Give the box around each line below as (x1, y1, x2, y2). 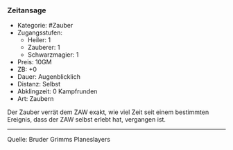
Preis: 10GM (17, 58, 52, 66)
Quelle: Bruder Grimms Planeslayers (7, 135, 111, 144)
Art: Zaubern (17, 95, 54, 103)
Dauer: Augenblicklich (17, 73, 81, 81)
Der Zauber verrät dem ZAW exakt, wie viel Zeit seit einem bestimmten (7, 108, 209, 116)
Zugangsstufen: (17, 28, 63, 37)
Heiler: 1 (27, 36, 51, 44)
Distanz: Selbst (17, 80, 61, 88)
